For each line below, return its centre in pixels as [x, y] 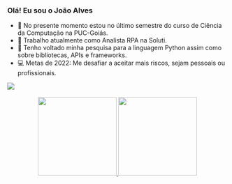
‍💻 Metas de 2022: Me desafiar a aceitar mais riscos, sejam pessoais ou [121, 63]
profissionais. [37, 73]
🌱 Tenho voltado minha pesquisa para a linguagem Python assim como [119, 48]
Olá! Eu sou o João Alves [50, 10]
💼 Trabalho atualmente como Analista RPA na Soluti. [92, 40]
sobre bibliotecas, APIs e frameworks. [72, 55]
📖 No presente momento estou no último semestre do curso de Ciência [119, 26]
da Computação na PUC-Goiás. [63, 33]
